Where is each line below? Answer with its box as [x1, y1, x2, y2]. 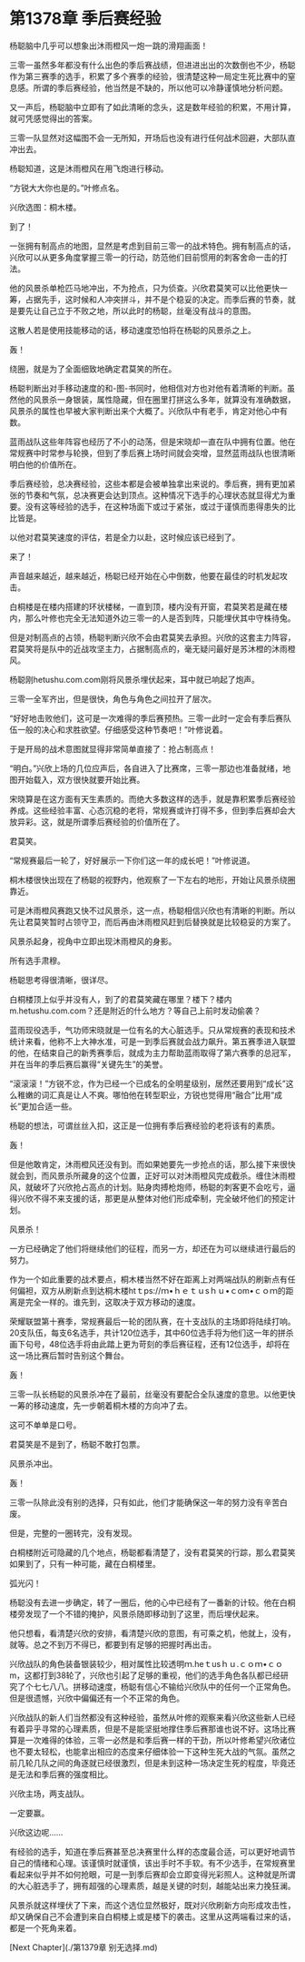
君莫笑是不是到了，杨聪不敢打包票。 [9, 1438, 145, 1449]
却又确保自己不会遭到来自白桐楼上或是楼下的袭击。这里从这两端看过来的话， [9, 1911, 296, 1922]
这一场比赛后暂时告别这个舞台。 [9, 1349, 129, 1361]
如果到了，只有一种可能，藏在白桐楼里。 [9, 1558, 161, 1569]
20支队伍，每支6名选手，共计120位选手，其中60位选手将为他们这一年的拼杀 [9, 1327, 294, 1338]
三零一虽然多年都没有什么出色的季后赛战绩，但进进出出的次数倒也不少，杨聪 [9, 59, 296, 70]
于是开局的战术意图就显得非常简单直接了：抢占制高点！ [9, 743, 216, 754]
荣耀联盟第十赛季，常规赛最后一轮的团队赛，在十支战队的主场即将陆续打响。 [9, 1316, 296, 1327]
